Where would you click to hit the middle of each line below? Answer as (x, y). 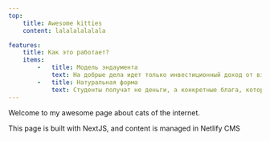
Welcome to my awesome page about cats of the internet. (104, 112)
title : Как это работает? (66, 53)
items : (34, 60)
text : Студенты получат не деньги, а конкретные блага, (147, 90)
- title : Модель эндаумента (88, 68)
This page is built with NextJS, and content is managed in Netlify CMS (125, 128)
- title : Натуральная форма (88, 82)
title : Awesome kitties (63, 23)
